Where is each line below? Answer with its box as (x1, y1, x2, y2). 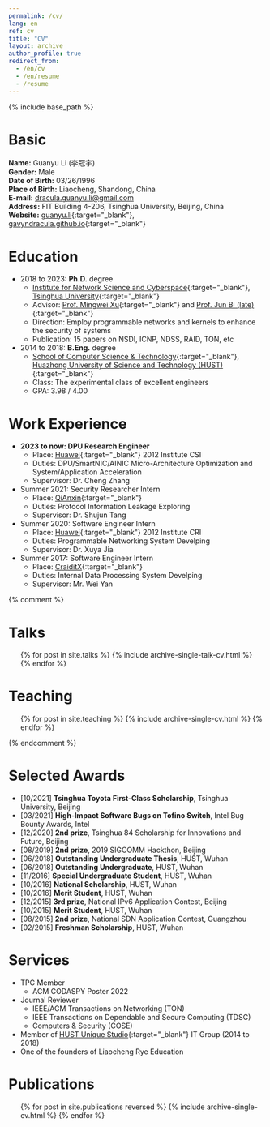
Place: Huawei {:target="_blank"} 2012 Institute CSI (32, 450, 202, 460)
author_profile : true (8, 49, 82, 58)
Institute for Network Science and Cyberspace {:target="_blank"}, (32, 283, 251, 293)
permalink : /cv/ (8, 11, 63, 20)
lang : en (8, 19, 38, 28)
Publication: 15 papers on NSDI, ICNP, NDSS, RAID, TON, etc (32, 334, 234, 345)
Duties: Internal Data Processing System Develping (32, 571, 203, 581)
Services (8, 951, 71, 970)
